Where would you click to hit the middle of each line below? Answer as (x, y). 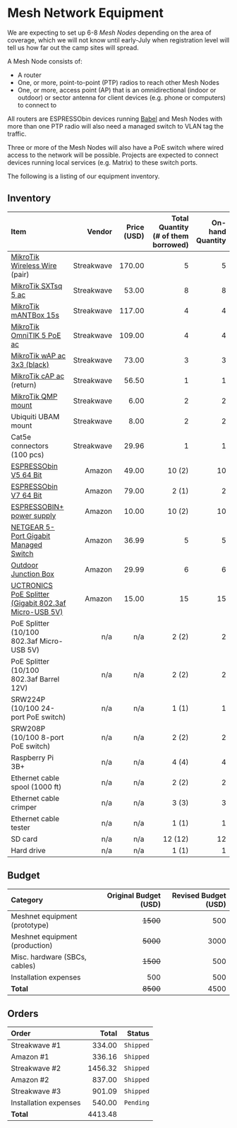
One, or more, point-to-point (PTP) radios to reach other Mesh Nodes (119, 82)
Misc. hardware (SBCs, (49, 957)
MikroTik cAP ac (38, 376)
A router (29, 75)
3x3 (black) (30, 364)
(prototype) (30, 925)
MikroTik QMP (34, 396)
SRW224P (28, 699)
